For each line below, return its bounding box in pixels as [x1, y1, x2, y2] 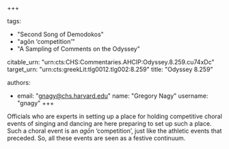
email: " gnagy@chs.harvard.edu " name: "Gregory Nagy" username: [16, 92, 208, 100]
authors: [7, 79, 31, 86]
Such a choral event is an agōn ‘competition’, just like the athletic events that [7, 127, 222, 135]
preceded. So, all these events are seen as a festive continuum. [7, 134, 186, 142]
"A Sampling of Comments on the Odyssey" [16, 45, 140, 53]
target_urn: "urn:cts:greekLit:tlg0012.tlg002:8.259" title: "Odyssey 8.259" [7, 66, 213, 73]
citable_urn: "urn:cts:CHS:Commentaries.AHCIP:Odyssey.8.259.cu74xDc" [7, 58, 215, 66]
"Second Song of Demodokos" [16, 30, 104, 38]
